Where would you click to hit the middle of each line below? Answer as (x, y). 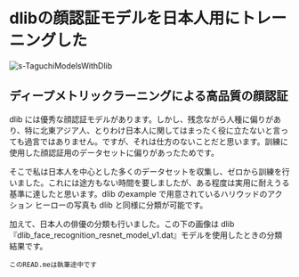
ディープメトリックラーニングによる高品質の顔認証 (149, 96)
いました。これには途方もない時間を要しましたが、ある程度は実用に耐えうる (149, 183)
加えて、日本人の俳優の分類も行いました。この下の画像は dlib (122, 224)
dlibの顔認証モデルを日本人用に (125, 18)
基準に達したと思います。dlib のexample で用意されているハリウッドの (138, 193)
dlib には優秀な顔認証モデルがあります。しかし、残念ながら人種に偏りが (141, 119)
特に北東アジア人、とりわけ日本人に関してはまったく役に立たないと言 (153, 130)
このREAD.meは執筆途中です (53, 265)
